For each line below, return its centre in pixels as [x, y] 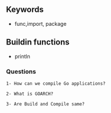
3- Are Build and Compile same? [45, 104]
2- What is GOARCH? [30, 94]
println [22, 56]
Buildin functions [38, 42]
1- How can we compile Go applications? [56, 83]
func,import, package [41, 23]
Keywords [25, 10]
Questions [21, 71]
